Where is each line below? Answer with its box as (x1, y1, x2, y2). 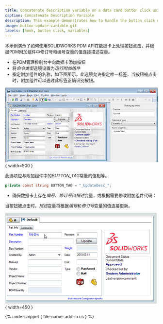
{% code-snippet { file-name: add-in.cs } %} (5, 314, 95, 320)
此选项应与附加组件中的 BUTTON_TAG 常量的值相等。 (5, 173, 110, 179)
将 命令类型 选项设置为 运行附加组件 (12, 66, 81, 71)
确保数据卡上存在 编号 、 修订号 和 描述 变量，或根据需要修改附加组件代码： (12, 192, 157, 199)
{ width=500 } (5, 163, 33, 169)
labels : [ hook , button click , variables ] (5, 28, 90, 34)
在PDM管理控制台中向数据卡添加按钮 (12, 59, 86, 65)
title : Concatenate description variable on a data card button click (5, 8, 151, 13)
